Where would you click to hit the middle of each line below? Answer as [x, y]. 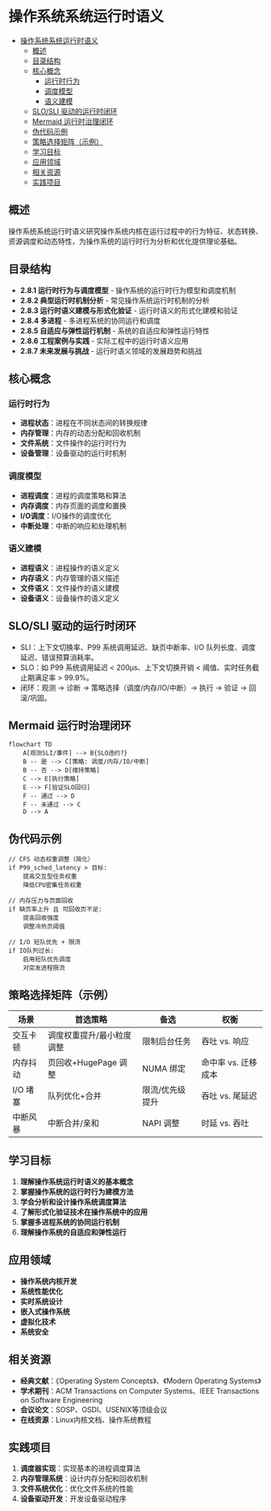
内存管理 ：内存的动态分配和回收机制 [80, 433]
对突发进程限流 [44, 968]
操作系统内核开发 [48, 1281]
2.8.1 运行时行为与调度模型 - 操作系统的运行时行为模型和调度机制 [128, 290]
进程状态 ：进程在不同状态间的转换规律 [83, 423]
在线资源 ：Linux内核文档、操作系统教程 [85, 1420]
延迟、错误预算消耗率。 [59, 657]
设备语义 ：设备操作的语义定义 [69, 598]
